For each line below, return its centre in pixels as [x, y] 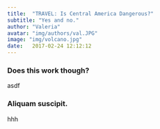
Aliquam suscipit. [38, 104]
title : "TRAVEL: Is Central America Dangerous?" [81, 14]
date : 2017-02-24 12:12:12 [49, 46]
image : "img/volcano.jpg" [45, 40]
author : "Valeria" [34, 26]
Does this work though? [48, 70]
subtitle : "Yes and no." [43, 20]
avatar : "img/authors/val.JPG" [53, 33]
